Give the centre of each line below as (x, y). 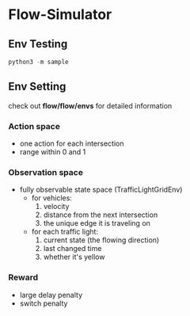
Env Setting (37, 87)
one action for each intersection (72, 143)
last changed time (72, 249)
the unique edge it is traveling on (97, 223)
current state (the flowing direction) (101, 240)
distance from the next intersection (101, 215)
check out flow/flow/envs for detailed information (90, 105)
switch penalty (44, 303)
